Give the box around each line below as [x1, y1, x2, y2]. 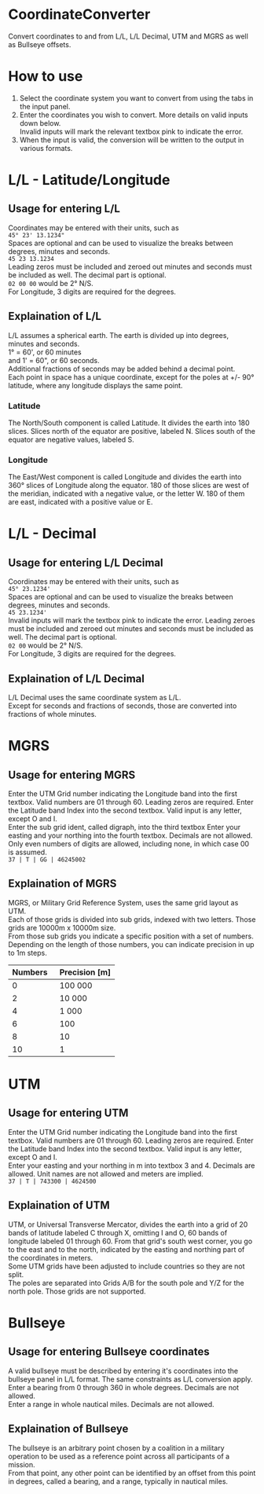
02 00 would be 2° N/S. [8, 641, 83, 650]
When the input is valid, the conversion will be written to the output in [19, 135, 244, 145]
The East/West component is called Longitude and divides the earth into [8, 472, 242, 482]
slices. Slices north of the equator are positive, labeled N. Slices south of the [8, 426, 255, 435]
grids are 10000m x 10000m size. [8, 923, 116, 932]
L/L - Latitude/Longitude [8, 171, 170, 189]
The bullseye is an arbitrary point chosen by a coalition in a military [8, 1443, 225, 1452]
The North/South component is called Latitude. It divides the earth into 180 [8, 418, 250, 428]
